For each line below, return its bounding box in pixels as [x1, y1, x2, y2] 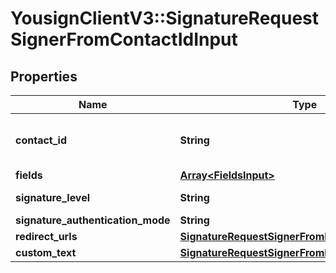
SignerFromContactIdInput [10, 28, 238, 51]
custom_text [15, 246, 77, 259]
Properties [10, 68, 78, 85]
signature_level [15, 191, 91, 204]
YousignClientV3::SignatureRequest [10, 7, 320, 30]
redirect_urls [15, 230, 78, 243]
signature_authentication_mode [15, 213, 171, 227]
